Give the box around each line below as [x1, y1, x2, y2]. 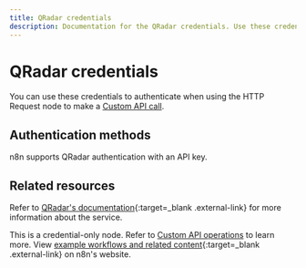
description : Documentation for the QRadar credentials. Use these [9, 22, 271, 31]
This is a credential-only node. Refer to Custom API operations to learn [9, 230, 275, 241]
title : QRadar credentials [9, 13, 112, 23]
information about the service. [9, 211, 123, 223]
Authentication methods [9, 127, 151, 142]
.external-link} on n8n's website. [9, 249, 132, 260]
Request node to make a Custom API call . [9, 101, 165, 112]
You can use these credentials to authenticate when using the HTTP [9, 91, 265, 102]
